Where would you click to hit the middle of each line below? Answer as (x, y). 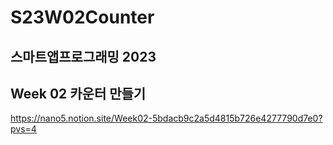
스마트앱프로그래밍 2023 (83, 56)
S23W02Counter (82, 17)
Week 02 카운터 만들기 (78, 93)
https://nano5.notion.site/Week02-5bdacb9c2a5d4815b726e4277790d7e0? (166, 118)
